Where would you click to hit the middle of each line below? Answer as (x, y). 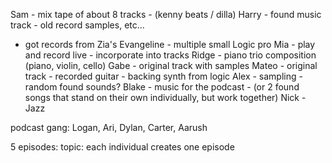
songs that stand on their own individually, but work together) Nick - (165, 97)
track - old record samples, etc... (77, 25)
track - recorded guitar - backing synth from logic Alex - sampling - (163, 76)
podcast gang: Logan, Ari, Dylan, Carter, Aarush (109, 127)
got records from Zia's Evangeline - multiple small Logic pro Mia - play (170, 44)
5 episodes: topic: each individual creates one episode (122, 147)
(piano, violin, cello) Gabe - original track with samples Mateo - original (171, 65)
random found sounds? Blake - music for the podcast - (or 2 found (162, 87)
